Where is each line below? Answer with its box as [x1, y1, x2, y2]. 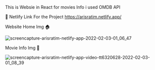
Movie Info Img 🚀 [5, 45, 40, 51]
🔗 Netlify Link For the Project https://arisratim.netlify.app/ [5, 14, 122, 19]
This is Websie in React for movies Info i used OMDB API [5, 4, 120, 10]
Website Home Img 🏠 [5, 24, 51, 29]
